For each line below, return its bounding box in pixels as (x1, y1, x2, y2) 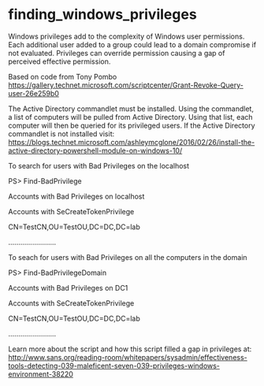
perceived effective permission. (8, 57, 111, 66)
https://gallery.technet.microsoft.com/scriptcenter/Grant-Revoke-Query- (8, 80, 244, 90)
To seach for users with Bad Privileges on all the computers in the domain (8, 252, 247, 262)
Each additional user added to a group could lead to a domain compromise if (8, 39, 257, 49)
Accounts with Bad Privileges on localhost (8, 191, 145, 201)
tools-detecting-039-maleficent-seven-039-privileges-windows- (8, 361, 221, 370)
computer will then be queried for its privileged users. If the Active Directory (8, 121, 255, 130)
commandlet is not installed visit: (8, 128, 115, 139)
